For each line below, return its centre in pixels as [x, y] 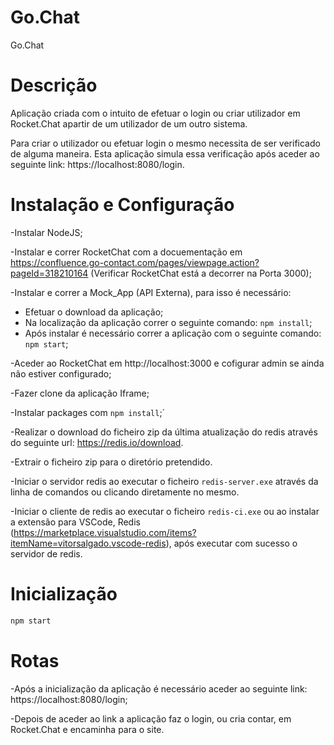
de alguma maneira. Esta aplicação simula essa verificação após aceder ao [165, 153]
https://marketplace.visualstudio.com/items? [105, 532]
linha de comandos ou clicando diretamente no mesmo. [125, 492]
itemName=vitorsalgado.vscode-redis [88, 543]
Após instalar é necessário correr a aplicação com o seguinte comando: [173, 333]
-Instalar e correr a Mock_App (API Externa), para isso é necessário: [151, 292]
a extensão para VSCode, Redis [75, 522]
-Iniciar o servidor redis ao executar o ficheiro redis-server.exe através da [164, 481]
